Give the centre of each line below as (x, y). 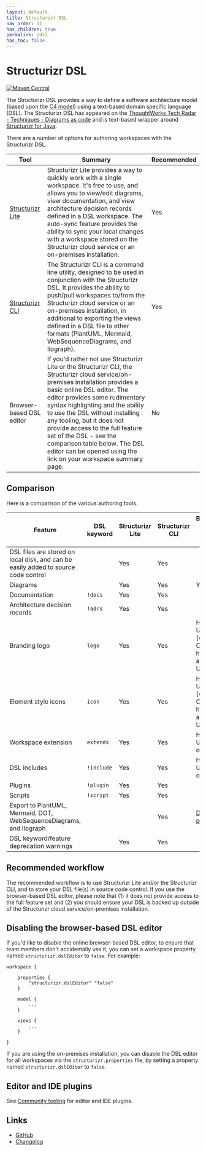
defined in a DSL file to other (88, 326)
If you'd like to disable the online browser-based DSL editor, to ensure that (100, 943)
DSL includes (29, 768)
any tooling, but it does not (85, 420)
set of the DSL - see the (82, 436)
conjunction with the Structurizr (93, 280)
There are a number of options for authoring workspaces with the (89, 138)
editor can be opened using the (92, 451)
